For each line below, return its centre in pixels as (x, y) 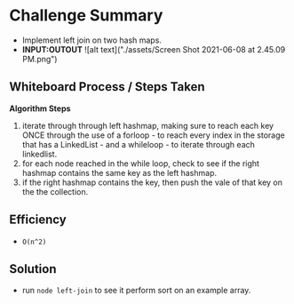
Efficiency (38, 220)
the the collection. (55, 191)
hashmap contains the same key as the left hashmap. (119, 172)
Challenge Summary (86, 16)
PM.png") (40, 59)
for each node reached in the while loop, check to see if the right (141, 163)
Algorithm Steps (40, 108)
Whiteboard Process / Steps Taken (107, 87)
